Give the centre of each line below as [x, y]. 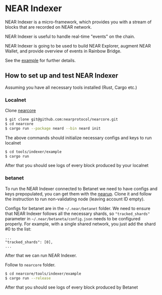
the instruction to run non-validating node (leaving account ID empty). [75, 199]
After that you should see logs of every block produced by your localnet [77, 165]
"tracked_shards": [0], [29, 242]
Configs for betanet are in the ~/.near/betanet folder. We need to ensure [78, 208]
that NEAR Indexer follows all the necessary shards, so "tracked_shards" [78, 213]
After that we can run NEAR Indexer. [41, 255]
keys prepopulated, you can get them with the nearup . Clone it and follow [78, 194]
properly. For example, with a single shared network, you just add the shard [81, 224]
